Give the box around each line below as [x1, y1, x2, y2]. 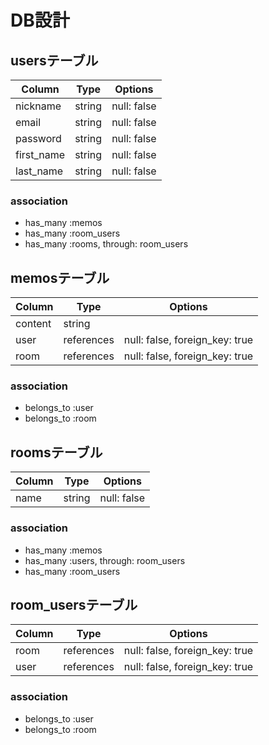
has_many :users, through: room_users [24, 554, 186, 566]
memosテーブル [10, 269, 110, 286]
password [15, 132, 62, 145]
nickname [15, 99, 62, 113]
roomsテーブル [10, 444, 103, 461]
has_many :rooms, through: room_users [24, 238, 189, 250]
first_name [15, 148, 66, 161]
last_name [15, 164, 64, 178]
